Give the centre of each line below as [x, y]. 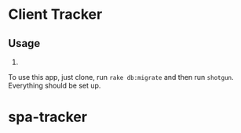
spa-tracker [48, 117]
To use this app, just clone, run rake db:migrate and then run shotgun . [121, 77]
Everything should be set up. [55, 85]
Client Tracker [55, 14]
